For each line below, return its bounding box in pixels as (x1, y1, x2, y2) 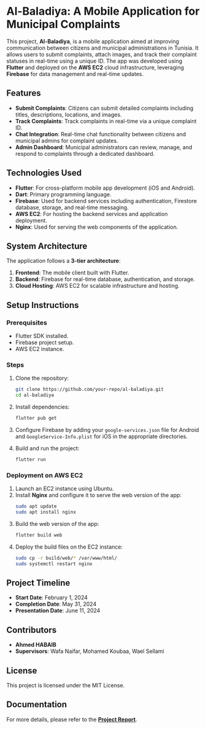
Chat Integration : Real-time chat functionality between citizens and (15, 130, 186, 137)
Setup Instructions (6, 299, 79, 310)
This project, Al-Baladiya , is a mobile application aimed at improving (6, 37, 180, 45)
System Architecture (6, 241, 88, 251)
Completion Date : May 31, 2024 (15, 600, 97, 608)
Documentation (6, 700, 67, 710)
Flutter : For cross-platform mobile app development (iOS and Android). (15, 184, 196, 191)
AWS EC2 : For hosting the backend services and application (15, 210, 168, 217)
